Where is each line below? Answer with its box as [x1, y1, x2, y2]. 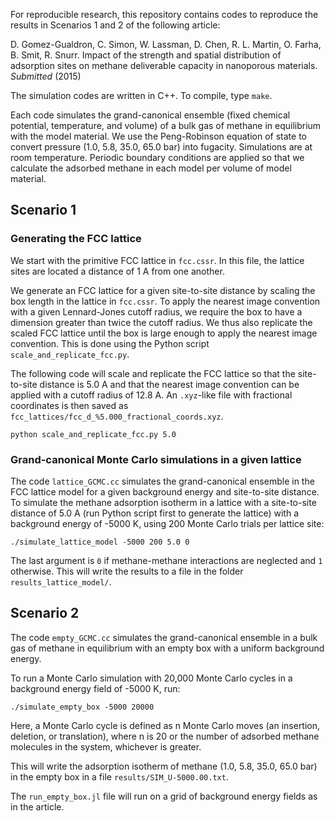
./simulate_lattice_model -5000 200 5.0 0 [10, 537, 190, 547]
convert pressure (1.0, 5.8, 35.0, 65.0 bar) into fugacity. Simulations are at [10, 141, 313, 153]
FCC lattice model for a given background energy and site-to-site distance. [10, 485, 320, 498]
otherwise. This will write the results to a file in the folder [10, 565, 244, 577]
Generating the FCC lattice [10, 232, 142, 246]
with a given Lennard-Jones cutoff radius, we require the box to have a [10, 305, 303, 318]
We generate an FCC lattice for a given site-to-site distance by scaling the [10, 284, 316, 296]
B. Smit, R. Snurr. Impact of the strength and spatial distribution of [10, 49, 282, 61]
